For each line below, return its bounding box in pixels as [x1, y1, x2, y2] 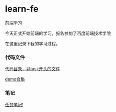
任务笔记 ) [5, 101, 24, 107]
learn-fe [5, 3, 39, 15]
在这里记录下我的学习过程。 [5, 40, 60, 47]
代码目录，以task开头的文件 [5, 66, 60, 72]
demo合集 [5, 76, 25, 82]
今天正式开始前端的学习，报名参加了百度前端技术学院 [5, 30, 111, 36]
